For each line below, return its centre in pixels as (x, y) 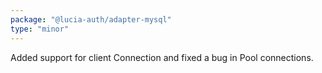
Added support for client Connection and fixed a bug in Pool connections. (162, 57)
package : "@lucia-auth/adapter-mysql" (91, 19)
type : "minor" (40, 29)
